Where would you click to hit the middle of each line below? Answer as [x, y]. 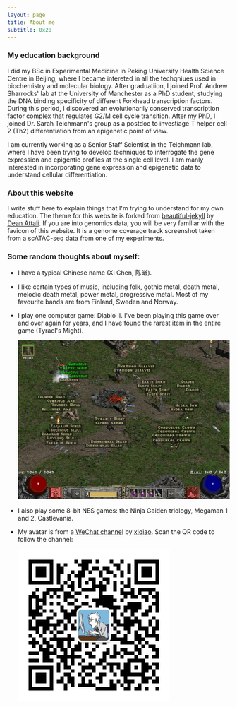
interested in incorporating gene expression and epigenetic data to [104, 167]
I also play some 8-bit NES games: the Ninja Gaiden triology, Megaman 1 [122, 511]
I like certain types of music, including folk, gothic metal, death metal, [119, 287]
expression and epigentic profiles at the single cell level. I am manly [105, 160]
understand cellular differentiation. [57, 174]
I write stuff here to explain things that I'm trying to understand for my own [115, 208]
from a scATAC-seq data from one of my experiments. [86, 238]
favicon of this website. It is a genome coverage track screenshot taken [111, 230]
